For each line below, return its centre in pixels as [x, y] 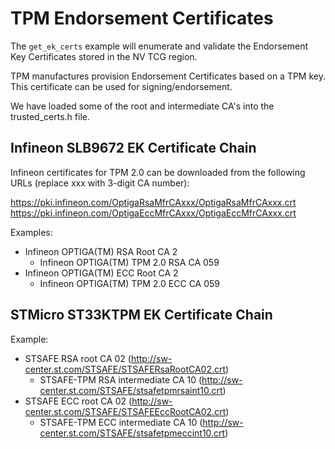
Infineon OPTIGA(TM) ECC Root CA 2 [101, 273]
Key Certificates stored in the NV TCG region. [104, 56]
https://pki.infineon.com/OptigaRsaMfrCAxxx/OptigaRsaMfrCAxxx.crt [153, 202]
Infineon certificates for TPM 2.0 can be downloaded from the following [158, 172]
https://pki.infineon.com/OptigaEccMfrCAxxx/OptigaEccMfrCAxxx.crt [153, 213]
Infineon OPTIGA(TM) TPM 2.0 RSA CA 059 [129, 262]
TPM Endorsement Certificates [142, 18]
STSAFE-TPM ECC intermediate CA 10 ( [121, 422]
